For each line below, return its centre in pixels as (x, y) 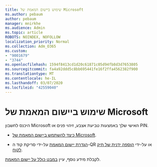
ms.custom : (16, 51)
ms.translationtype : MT (30, 74)
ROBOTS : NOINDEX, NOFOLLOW (33, 37)
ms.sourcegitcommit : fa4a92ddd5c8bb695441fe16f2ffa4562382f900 (72, 69)
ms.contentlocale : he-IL (31, 78)
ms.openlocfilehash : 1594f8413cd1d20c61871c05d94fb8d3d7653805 (72, 65)
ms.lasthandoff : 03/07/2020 (34, 83)
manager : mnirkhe (23, 23)
